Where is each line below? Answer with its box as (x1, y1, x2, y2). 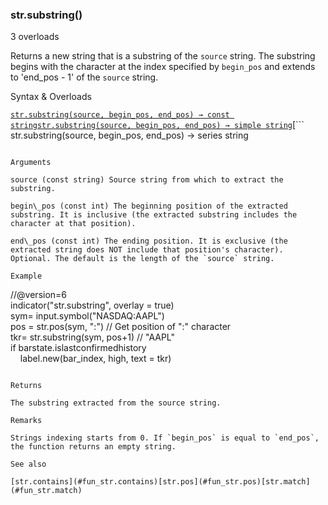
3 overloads (10, 31, 60, 43)
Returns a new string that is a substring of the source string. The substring (10, 50, 316, 62)
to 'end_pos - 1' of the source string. (10, 71, 159, 83)
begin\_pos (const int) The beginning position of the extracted (10, 201, 288, 212)
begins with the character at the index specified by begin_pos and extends (10, 61, 316, 73)
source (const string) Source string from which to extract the (10, 175, 284, 185)
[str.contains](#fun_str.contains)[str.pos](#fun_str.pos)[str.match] (10, 477, 311, 487)
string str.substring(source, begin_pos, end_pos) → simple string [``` (10, 119, 305, 131)
